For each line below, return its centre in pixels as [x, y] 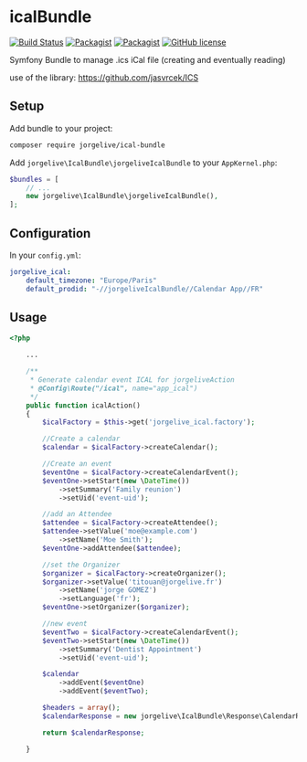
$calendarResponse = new [90, 716]
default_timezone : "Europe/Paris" [91, 280]
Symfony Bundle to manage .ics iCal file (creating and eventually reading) [148, 59]
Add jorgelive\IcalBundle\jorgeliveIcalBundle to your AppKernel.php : [143, 163]
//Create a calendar [81, 439]
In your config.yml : [46, 255]
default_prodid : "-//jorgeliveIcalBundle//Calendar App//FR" [144, 289]
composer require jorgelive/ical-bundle [88, 145]
